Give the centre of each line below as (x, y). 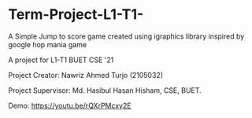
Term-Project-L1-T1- (76, 15)
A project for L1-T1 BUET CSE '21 (61, 60)
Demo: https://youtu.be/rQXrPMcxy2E (70, 105)
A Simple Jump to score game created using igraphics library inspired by (126, 36)
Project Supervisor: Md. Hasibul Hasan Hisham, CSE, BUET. (105, 90)
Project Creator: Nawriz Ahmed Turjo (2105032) (86, 75)
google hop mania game (48, 44)
